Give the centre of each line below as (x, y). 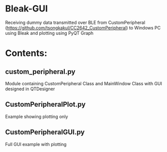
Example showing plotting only (37, 116)
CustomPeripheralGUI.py (45, 132)
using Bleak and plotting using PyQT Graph (49, 33)
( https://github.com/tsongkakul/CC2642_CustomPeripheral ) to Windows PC (83, 27)
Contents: (26, 53)
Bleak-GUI (27, 9)
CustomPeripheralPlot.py (45, 104)
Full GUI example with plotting (36, 144)
